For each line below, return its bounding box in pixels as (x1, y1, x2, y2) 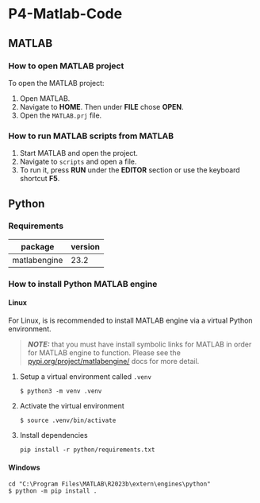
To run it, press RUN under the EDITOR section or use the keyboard (19, 165, 240, 175)
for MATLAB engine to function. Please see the (27, 347, 181, 358)
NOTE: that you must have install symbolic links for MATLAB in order (27, 339, 252, 349)
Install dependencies (19, 430, 89, 439)
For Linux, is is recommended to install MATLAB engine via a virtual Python (8, 315, 253, 325)
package (21, 241, 55, 252)
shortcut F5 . (19, 174, 60, 184)
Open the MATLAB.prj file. (19, 110, 102, 120)
